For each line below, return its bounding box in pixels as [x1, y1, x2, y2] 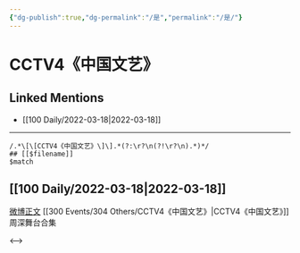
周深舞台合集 [9, 217, 56, 228]
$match [9, 157, 34, 166]
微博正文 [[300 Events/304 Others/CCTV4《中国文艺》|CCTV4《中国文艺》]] [9, 207, 289, 217]
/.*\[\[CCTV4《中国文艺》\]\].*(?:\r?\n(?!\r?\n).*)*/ [9, 141, 210, 150]
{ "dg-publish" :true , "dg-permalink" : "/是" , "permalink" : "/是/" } [9, 13, 243, 22]
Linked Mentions [9, 90, 104, 105]
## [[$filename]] [9, 149, 74, 158]
